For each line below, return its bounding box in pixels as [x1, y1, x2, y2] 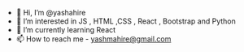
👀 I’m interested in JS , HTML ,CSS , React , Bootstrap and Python [15, 16, 236, 26]
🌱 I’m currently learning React [15, 25, 116, 34]
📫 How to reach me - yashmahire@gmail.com [15, 34, 172, 44]
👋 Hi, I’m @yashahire [15, 8, 86, 17]
